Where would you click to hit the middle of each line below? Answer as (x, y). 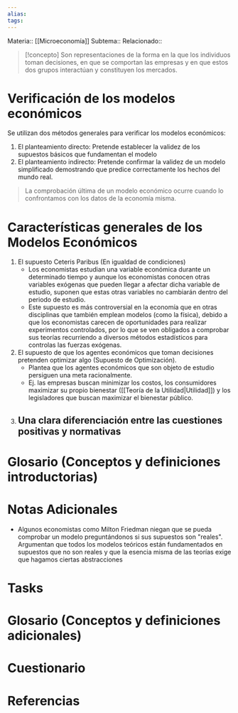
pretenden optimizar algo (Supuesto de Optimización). (97, 360)
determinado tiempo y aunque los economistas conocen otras (119, 277)
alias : (17, 14)
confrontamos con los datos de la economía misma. (100, 198)
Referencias (44, 701)
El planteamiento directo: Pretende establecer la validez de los (109, 147)
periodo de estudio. (57, 300)
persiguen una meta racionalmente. (80, 375)
